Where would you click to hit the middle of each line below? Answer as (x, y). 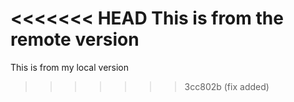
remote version (75, 39)
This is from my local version (70, 67)
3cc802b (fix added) (227, 86)
